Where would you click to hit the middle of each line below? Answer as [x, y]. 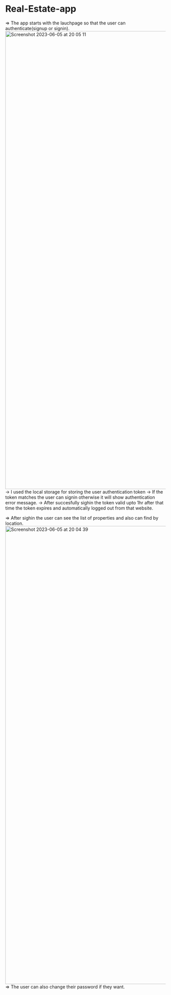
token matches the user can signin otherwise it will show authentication [80, 497]
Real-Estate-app [41, 9]
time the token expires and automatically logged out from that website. [79, 508]
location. [15, 523]
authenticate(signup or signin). [37, 28]
